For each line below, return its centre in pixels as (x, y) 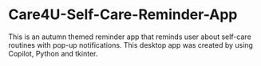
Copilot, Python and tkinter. (53, 53)
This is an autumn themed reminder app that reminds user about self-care (130, 37)
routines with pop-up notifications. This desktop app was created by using (131, 45)
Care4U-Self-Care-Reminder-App (123, 15)
